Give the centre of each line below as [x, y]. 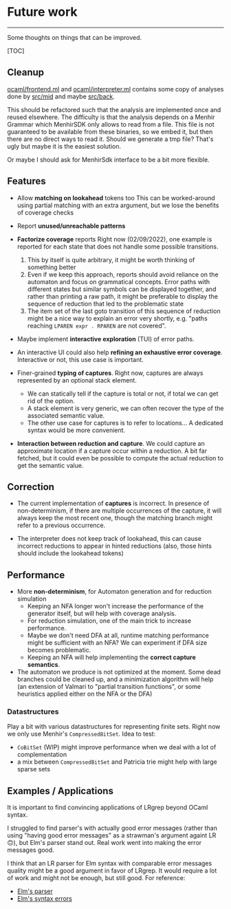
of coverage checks [45, 212]
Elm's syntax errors [44, 899]
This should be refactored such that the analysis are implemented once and [114, 109]
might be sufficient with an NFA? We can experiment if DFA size [117, 643]
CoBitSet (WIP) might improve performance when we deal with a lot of [117, 747]
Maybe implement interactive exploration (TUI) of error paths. [106, 339]
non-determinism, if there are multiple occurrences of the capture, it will [119, 511]
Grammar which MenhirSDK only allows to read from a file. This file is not [111, 124]
